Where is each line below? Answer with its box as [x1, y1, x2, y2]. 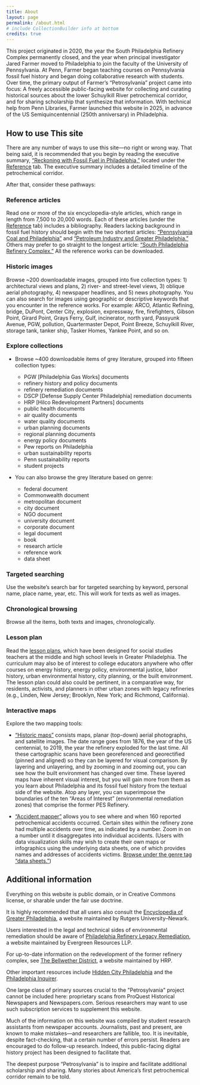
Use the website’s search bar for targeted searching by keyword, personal [6, 584, 188, 591]
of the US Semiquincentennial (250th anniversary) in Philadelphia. [6, 111, 168, 118]
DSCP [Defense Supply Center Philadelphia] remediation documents [23, 392, 192, 399]
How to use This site [6, 128, 84, 138]
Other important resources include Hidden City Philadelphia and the [6, 968, 173, 976]
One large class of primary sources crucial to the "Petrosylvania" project [6, 986, 184, 994]
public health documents [23, 404, 85, 412]
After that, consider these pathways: [6, 180, 96, 188]
